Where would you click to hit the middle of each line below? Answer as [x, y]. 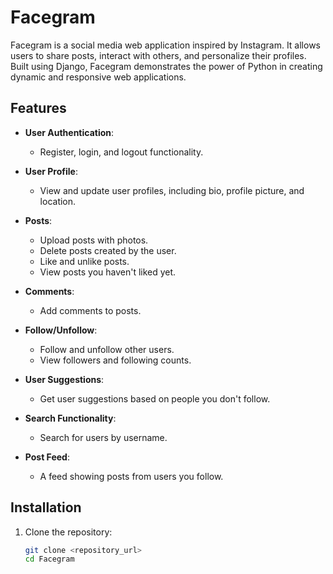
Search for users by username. [103, 437]
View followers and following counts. [115, 360]
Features [38, 108]
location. [58, 201]
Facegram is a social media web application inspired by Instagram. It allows [165, 45]
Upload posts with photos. [94, 240]
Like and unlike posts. [84, 261]
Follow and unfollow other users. [107, 349]
